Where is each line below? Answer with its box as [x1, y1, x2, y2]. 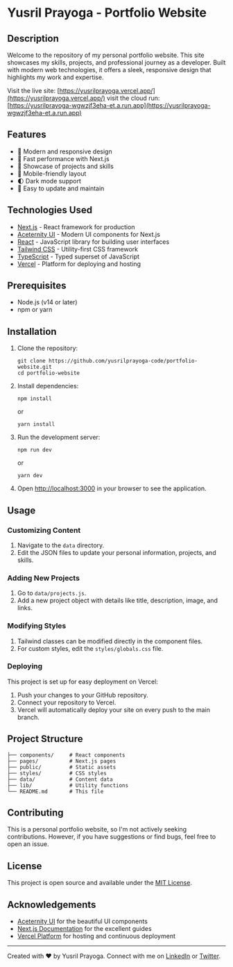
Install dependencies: [17, 382, 79, 390]
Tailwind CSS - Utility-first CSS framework [17, 245, 139, 253]
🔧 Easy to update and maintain [17, 184, 105, 192]
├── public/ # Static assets [7, 763, 116, 770]
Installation [7, 325, 57, 338]
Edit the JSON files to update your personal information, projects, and [17, 548, 216, 556]
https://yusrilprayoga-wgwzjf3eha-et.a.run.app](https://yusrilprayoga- [9, 101, 211, 109]
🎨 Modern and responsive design [17, 147, 112, 156]
